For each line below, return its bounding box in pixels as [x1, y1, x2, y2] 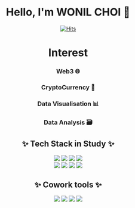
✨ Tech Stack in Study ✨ [22, 139, 115, 149]
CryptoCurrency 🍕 [41, 83, 96, 91]
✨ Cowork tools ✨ [34, 180, 102, 190]
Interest [48, 46, 88, 60]
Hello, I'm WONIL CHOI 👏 [5, 5, 131, 19]
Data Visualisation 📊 [37, 100, 99, 108]
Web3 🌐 [56, 67, 80, 76]
